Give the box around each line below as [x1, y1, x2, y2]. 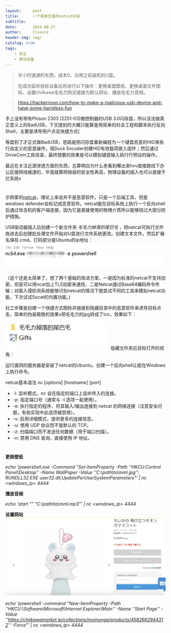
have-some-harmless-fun [17, 105, 72, 111]
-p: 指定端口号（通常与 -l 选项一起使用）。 [12, 396, 100, 402]
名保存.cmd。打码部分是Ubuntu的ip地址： [5, 237, 93, 243]
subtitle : [5, 19, 26, 24]
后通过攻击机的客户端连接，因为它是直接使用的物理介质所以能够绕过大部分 [5, 207, 161, 213]
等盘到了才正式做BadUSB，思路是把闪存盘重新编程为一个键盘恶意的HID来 [5, 139, 160, 145]
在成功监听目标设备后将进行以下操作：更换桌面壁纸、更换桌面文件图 [17, 83, 161, 89]
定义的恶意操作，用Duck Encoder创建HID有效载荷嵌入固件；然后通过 [14, 145, 159, 151]
